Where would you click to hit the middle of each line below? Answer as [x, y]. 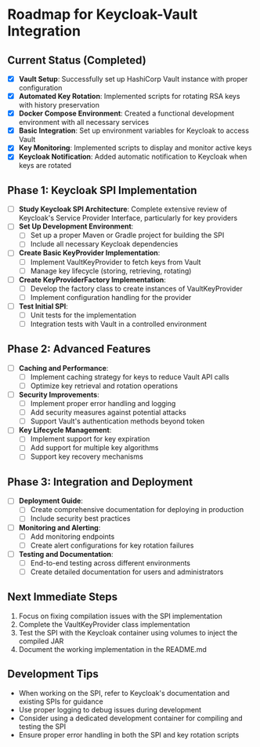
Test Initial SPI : [43, 306]
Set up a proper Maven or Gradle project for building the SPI [127, 235]
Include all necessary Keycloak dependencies [104, 244]
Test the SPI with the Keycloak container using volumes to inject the [128, 632]
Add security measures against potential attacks [108, 412]
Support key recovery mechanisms [87, 456]
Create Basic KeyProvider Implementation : [89, 253]
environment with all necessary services [84, 123]
